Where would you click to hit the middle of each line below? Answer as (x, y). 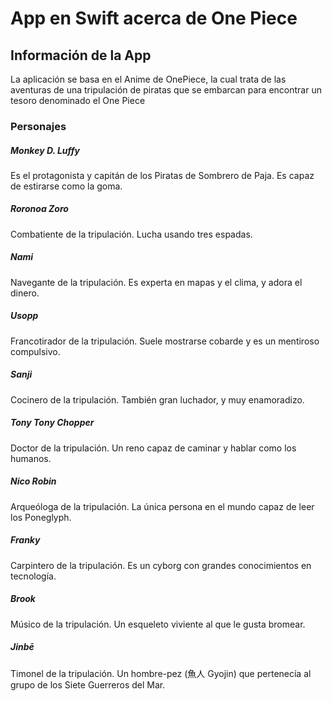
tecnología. (33, 576)
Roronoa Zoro (39, 209)
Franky (25, 540)
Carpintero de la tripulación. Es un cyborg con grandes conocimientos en (161, 565)
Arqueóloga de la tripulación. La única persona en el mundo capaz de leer (162, 506)
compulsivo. (35, 351)
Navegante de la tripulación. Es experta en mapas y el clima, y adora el (156, 282)
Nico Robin (33, 481)
